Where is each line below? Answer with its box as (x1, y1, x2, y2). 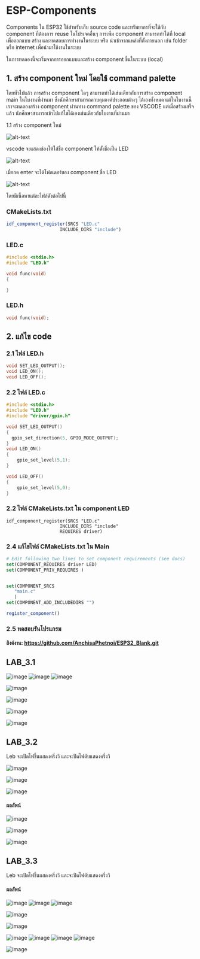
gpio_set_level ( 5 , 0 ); (17, 484, 70, 491)
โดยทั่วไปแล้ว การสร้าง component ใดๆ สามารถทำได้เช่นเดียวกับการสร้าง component (6, 89, 183, 96)
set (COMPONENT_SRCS (6, 583, 55, 589)
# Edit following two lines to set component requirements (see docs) (6, 556, 186, 562)
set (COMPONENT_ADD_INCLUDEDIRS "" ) (6, 600, 95, 606)
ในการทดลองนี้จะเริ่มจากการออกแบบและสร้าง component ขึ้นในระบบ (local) (6, 55, 164, 63)
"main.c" (14, 588, 36, 594)
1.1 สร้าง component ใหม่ (6, 121, 61, 129)
